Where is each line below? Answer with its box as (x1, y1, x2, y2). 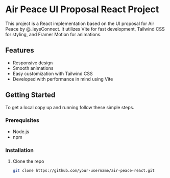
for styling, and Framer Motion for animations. (5, 31, 102, 37)
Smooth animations (12, 65, 54, 71)
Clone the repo (12, 158, 44, 164)
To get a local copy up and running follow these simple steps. (5, 104, 134, 110)
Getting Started (5, 91, 56, 99)
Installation (5, 146, 34, 154)
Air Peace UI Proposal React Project (5, 4, 159, 15)
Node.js (12, 129, 30, 135)
